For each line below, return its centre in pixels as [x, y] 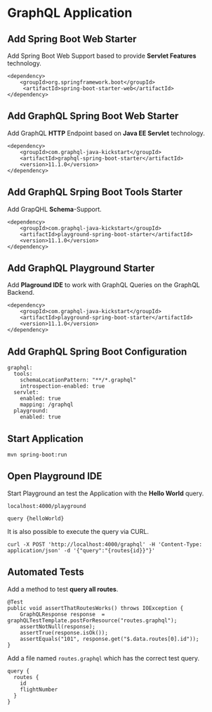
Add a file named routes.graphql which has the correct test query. [104, 658]
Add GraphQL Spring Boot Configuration [97, 351]
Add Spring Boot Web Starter [72, 39]
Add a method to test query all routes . [63, 589]
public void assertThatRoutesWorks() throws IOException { [95, 608]
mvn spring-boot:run [38, 455]
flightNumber [39, 689]
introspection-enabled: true [62, 386]
